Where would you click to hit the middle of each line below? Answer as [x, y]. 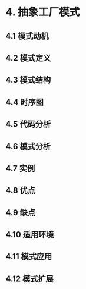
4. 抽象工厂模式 [43, 12]
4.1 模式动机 [27, 36]
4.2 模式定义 [28, 58]
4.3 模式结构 [28, 80]
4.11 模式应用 [29, 257]
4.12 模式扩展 [29, 279]
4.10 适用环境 [30, 235]
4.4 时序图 [24, 102]
